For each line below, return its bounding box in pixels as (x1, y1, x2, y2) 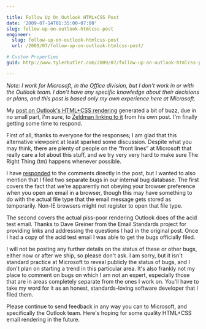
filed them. (6, 290, 34, 298)
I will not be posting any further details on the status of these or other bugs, (6, 245, 197, 252)
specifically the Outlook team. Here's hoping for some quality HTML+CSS (6, 309, 192, 316)
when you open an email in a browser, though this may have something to (6, 189, 193, 196)
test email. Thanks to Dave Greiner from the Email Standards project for (6, 220, 187, 227)
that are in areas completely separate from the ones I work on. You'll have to (6, 278, 199, 285)
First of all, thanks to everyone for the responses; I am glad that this (6, 131, 177, 138)
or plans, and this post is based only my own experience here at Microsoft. (6, 94, 196, 102)
